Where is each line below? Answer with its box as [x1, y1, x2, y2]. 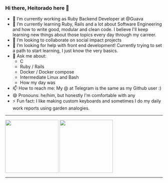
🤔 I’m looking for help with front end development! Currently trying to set [12, 42, 162, 48]
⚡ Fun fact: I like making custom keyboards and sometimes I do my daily [12, 98, 161, 104]
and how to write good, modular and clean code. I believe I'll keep [12, 26, 148, 32]
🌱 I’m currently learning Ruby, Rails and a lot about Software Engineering [12, 21, 162, 27]
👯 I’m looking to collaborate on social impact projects [12, 37, 121, 43]
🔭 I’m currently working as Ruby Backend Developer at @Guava [12, 16, 143, 22]
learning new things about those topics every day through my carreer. [12, 32, 156, 38]
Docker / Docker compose [19, 69, 74, 75]
